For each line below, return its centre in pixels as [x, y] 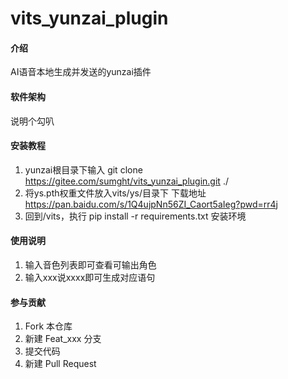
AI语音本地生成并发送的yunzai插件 [81, 72]
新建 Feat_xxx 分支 [63, 339]
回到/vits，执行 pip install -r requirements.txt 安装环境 [135, 216]
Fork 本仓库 [48, 326]
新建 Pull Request [60, 364]
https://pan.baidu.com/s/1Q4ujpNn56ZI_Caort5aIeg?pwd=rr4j [151, 204]
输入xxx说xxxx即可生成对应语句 [90, 277]
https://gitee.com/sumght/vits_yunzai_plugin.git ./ [126, 181]
